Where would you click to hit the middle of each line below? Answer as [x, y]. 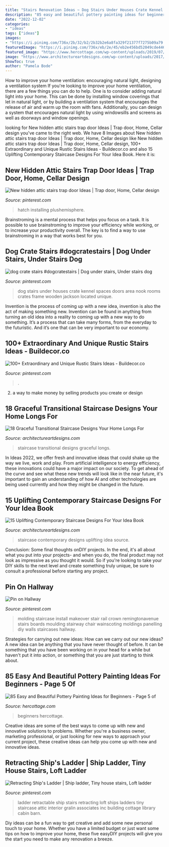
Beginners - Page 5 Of [40, 684]
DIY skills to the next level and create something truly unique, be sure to [80, 566]
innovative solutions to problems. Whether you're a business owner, [75, 731]
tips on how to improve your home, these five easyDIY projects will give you [84, 833]
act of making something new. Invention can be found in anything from [78, 311]
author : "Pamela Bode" [29, 66]
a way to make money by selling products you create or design [77, 393]
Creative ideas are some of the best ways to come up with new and [75, 726]
